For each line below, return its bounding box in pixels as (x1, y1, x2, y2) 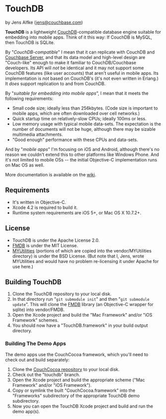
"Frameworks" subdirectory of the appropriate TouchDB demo (12, 392, 140, 399)
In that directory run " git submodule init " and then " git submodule (12, 296, 150, 302)
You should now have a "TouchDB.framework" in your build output (12, 322, 148, 328)
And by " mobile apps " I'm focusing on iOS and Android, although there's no (5, 146, 160, 152)
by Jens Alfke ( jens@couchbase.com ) (5, 19, 83, 25)
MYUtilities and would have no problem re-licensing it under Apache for (12, 258, 159, 264)
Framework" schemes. (12, 317, 58, 323)
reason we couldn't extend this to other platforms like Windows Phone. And (5, 152, 160, 157)
